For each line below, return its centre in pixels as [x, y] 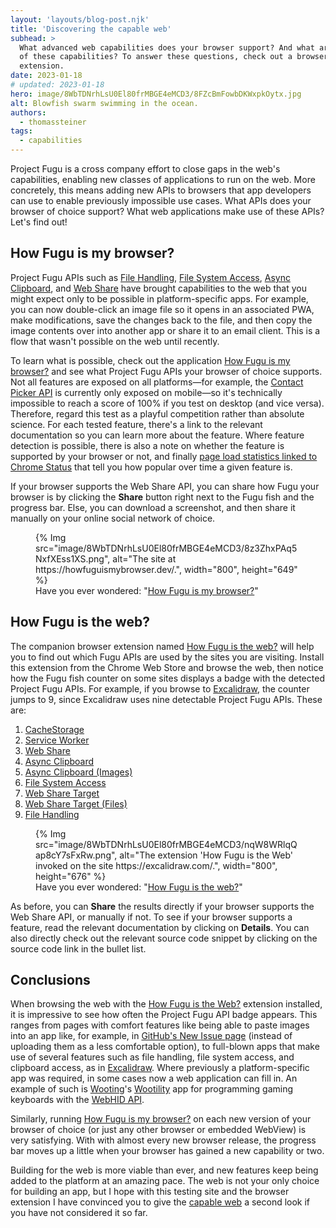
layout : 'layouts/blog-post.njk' [80, 19]
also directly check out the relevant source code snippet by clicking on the [164, 938]
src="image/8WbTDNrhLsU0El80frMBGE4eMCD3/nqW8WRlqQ [166, 844]
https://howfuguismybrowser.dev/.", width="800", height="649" [166, 569]
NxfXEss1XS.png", [73, 558]
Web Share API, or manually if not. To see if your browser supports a [151, 917]
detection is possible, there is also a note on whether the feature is [147, 445]
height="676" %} [71, 876]
